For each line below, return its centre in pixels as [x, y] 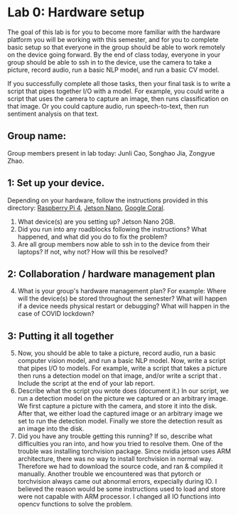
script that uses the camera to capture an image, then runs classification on [118, 98]
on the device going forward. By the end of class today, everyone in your [114, 55]
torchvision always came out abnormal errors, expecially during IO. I [117, 482]
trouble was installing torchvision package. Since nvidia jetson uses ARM [124, 451]
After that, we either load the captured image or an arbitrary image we [120, 413]
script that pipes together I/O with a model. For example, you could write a [116, 91]
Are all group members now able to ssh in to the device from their [114, 244]
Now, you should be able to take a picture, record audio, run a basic [117, 353]
